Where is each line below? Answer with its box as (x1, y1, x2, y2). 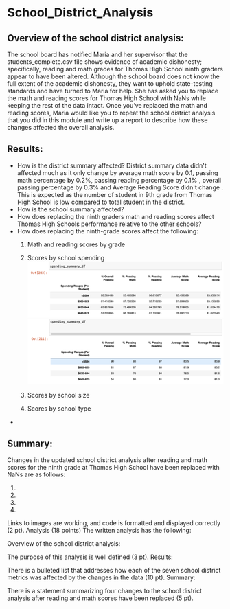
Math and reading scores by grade (27, 240, 126, 249)
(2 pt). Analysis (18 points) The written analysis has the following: (7, 527, 192, 535)
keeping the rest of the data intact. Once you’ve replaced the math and (7, 102, 207, 109)
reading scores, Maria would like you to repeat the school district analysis (7, 108, 216, 117)
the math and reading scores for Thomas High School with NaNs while (7, 94, 206, 102)
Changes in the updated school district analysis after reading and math (7, 456, 208, 464)
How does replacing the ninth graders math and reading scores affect (16, 212, 214, 220)
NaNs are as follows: (7, 470, 66, 479)
